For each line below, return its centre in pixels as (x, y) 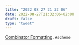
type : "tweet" (20, 23)
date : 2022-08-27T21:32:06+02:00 (40, 14)
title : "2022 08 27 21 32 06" (37, 10)
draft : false (19, 19)
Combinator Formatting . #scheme (38, 37)
